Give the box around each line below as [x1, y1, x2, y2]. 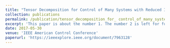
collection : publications [5, 12, 60, 17]
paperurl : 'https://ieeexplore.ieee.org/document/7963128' [5, 35, 133, 40]
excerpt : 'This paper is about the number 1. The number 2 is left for [5, 21, 159, 26]
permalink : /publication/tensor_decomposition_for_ [5, 16, 116, 21]
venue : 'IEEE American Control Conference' [5, 30, 99, 35]
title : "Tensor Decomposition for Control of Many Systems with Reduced [5, 7, 162, 12]
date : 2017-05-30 [5, 26, 42, 31]
